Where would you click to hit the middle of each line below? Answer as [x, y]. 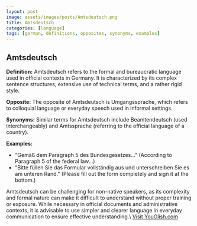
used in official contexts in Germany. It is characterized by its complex [92, 78]
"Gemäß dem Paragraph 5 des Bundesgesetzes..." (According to [93, 155]
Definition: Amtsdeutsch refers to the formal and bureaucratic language [94, 71]
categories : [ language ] [35, 28]
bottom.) [25, 180]
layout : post [22, 12]
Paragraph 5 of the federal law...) [55, 161]
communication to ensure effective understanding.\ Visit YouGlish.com [92, 217]
